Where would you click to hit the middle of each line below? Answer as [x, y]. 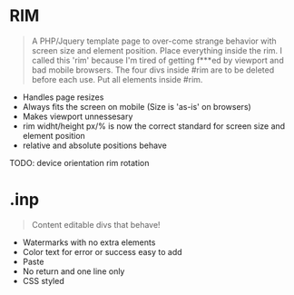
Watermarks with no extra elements [89, 242]
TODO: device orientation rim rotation [79, 162]
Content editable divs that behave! [96, 224]
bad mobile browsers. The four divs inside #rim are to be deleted [153, 70]
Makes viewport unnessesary [78, 116]
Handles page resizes [63, 97]
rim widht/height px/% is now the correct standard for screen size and [154, 126]
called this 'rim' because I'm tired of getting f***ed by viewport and [157, 60]
